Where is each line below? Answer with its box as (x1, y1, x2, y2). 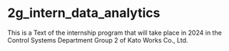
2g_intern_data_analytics (7, 5, 161, 21)
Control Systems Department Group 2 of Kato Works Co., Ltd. (7, 35, 188, 44)
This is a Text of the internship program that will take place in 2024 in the (7, 28, 223, 37)
